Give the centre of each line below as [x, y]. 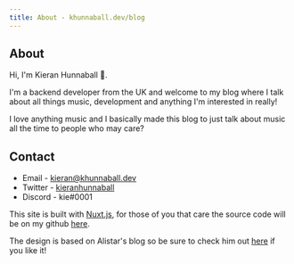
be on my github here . [50, 224]
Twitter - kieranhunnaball [68, 187]
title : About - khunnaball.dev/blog [77, 17]
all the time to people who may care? [77, 128]
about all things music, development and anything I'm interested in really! [143, 102]
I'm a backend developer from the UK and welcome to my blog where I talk [147, 92]
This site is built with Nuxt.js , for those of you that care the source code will [148, 214]
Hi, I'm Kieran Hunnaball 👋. [59, 75]
